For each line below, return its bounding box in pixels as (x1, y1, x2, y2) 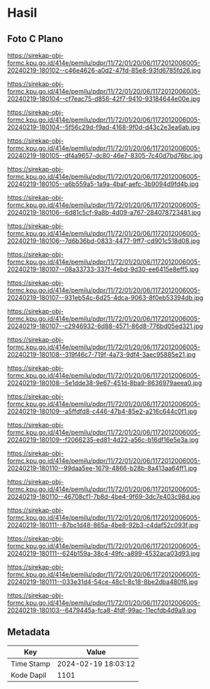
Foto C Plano (7, 33, 63, 45)
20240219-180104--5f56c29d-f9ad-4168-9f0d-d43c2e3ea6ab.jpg (7, 123, 200, 131)
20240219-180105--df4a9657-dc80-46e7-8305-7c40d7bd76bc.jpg (7, 152, 203, 159)
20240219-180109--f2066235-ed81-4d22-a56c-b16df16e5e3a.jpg (7, 436, 199, 443)
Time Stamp (10, 659, 51, 669)
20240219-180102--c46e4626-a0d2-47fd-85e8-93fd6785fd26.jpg (7, 66, 201, 74)
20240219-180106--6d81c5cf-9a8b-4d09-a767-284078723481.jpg (7, 208, 201, 216)
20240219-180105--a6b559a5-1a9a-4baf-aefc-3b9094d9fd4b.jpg (7, 180, 199, 188)
